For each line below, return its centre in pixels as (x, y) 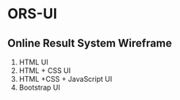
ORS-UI (32, 14)
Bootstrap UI (39, 87)
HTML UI (33, 62)
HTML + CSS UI (45, 71)
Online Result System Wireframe (90, 43)
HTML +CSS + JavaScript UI (65, 79)
